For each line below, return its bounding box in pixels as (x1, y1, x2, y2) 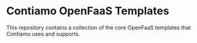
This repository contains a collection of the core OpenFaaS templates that (6, 24, 192, 31)
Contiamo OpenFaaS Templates (6, 4, 170, 18)
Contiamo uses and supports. (6, 30, 80, 37)
